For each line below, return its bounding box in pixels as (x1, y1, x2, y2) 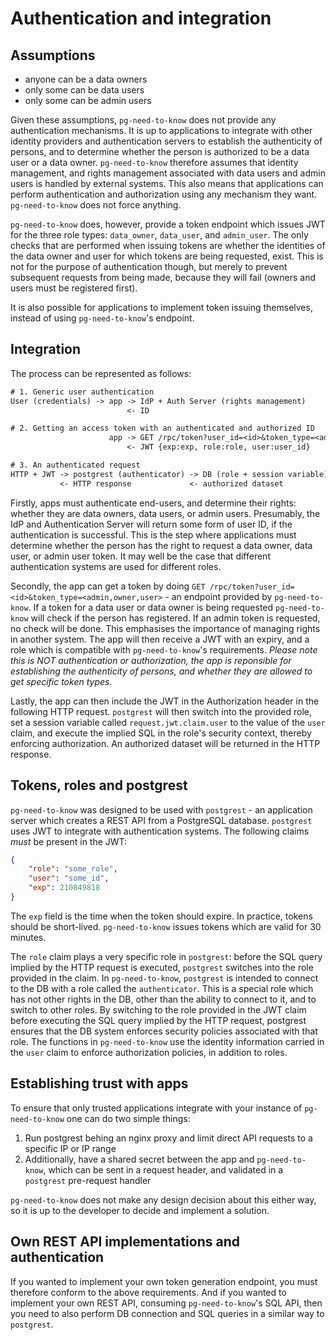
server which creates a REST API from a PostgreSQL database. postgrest (10, 814, 313, 826)
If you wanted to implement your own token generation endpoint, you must (10, 1275, 318, 1287)
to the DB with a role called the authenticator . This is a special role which (10, 982, 314, 994)
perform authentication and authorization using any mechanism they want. (10, 188, 318, 200)
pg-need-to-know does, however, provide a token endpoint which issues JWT (10, 218, 326, 230)
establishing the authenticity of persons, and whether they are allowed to (10, 665, 313, 677)
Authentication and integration (10, 7, 272, 30)
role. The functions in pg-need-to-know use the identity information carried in (10, 1035, 325, 1047)
